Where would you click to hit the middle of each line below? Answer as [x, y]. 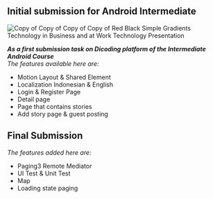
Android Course [31, 56]
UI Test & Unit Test [44, 173]
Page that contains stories [54, 106]
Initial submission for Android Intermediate [102, 11]
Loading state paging [48, 188]
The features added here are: [49, 153]
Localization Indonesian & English [65, 84]
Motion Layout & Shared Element [64, 77]
